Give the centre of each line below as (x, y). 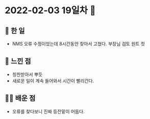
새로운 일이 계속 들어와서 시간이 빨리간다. (53, 81)
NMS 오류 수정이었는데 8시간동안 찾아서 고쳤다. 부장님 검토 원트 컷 (78, 44)
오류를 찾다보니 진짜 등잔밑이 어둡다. (48, 111)
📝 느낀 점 (18, 61)
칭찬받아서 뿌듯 (27, 74)
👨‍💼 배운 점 (20, 98)
